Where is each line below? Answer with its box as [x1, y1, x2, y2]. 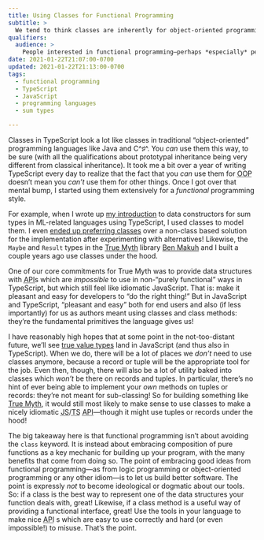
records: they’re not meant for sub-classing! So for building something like [8, 391, 249, 400]
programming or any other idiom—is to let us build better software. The [8, 473, 239, 482]
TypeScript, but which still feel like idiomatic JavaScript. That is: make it [8, 283, 240, 292]
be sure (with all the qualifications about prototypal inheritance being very [8, 152, 247, 162]
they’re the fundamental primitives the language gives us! [8, 317, 194, 326]
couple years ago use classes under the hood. [8, 251, 159, 260]
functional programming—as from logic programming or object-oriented [8, 464, 241, 474]
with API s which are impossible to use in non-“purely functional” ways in [8, 275, 243, 284]
